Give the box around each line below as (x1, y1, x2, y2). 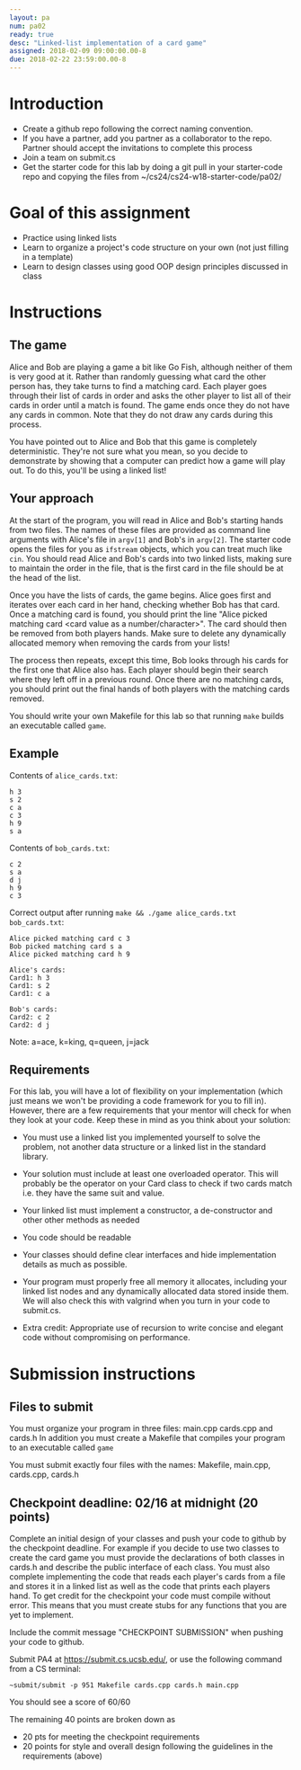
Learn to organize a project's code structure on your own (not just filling (22, 242, 289, 253)
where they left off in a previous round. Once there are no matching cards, (9, 673, 285, 684)
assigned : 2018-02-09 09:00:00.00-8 (9, 47, 146, 56)
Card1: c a (9, 989, 50, 998)
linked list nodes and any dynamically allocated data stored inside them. (22, 1286, 289, 1297)
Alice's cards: (9, 965, 66, 974)
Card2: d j (9, 1020, 50, 1029)
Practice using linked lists (22, 232, 117, 243)
